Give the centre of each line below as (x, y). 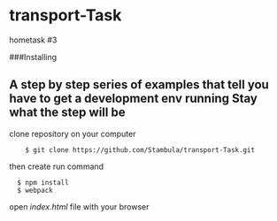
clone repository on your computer (73, 133)
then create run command (57, 166)
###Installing (33, 57)
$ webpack (35, 190)
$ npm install (43, 182)
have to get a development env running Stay (134, 99)
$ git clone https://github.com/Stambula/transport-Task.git (140, 150)
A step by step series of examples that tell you (139, 85)
